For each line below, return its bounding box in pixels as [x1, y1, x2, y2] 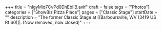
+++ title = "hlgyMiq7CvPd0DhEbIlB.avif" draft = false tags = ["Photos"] [5, 4, 150, 10]
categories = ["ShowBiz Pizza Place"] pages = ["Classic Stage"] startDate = [5, 9, 158, 15]
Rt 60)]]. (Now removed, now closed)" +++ [5, 19, 92, 25]
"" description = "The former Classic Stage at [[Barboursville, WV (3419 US [5, 15, 157, 20]
